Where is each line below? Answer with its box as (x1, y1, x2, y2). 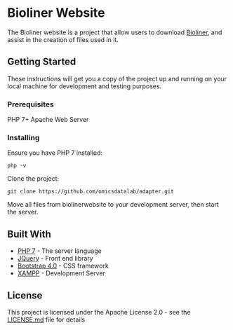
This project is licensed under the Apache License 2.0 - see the (7, 308, 191, 316)
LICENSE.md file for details (7, 315, 86, 324)
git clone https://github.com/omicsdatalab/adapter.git (7, 188, 174, 195)
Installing (7, 132, 40, 142)
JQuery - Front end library (17, 254, 93, 263)
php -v (7, 163, 27, 170)
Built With (7, 228, 51, 240)
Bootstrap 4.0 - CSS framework (17, 261, 109, 270)
